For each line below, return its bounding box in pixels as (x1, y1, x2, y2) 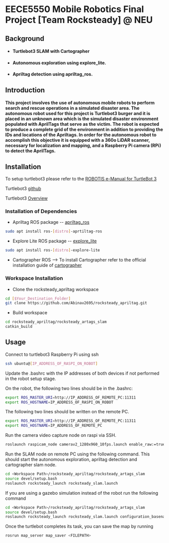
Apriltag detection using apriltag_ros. (12, 71, 93, 77)
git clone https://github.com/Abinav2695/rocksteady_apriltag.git (5, 301, 147, 306)
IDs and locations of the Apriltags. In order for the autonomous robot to (5, 132, 157, 138)
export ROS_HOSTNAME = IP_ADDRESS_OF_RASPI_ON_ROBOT (5, 400, 114, 405)
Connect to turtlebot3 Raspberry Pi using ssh (5, 351, 99, 357)
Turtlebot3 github (5, 186, 41, 192)
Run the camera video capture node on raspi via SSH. (5, 432, 117, 438)
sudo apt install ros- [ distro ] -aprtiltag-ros (5, 229, 102, 234)
